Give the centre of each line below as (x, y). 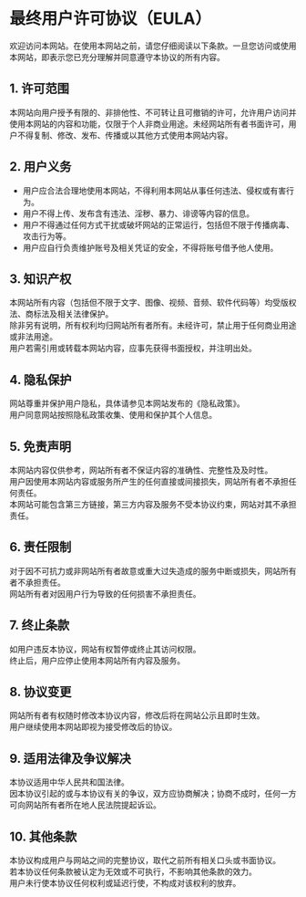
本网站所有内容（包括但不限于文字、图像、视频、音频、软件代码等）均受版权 (153, 303)
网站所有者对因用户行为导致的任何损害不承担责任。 (105, 593)
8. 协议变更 (41, 692)
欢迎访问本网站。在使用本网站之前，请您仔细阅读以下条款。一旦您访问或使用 (153, 46)
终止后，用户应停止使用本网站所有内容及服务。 (97, 660)
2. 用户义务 (41, 167)
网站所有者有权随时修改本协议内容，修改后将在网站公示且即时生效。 (137, 715)
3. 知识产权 (41, 279)
